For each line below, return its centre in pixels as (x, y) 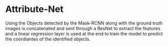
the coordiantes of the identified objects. (48, 39)
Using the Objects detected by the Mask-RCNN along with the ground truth (84, 23)
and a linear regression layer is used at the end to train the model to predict (84, 33)
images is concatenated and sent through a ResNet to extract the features (83, 28)
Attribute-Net (34, 9)
